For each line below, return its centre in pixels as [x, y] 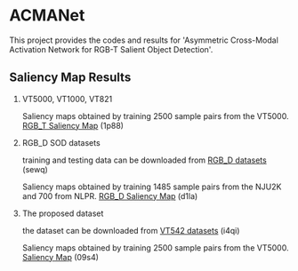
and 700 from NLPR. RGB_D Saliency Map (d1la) [110, 195]
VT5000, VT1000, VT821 [67, 99]
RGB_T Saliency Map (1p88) [73, 125]
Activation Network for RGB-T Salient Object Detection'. [111, 49]
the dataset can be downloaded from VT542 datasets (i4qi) [131, 230]
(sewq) [35, 169]
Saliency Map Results [70, 78]
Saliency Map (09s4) [60, 257]
